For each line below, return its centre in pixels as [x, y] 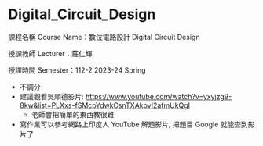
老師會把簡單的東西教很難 [73, 114]
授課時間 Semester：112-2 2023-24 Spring [77, 70]
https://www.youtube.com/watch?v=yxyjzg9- [159, 96]
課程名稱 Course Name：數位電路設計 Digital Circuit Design [104, 37]
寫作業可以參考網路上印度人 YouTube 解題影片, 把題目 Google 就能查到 [134, 124]
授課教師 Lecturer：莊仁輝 [50, 53]
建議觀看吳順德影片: [51, 96]
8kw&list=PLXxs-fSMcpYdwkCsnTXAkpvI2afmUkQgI [105, 105]
